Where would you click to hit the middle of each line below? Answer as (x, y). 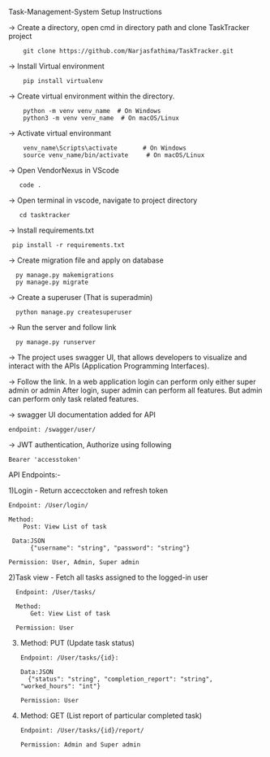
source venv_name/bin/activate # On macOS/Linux (114, 155)
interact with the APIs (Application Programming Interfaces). (109, 366)
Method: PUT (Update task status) (77, 643)
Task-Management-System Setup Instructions (85, 12)
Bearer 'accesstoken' (45, 459)
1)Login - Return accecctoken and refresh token (88, 490)
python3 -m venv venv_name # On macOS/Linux (101, 118)
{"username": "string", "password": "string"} (110, 548)
